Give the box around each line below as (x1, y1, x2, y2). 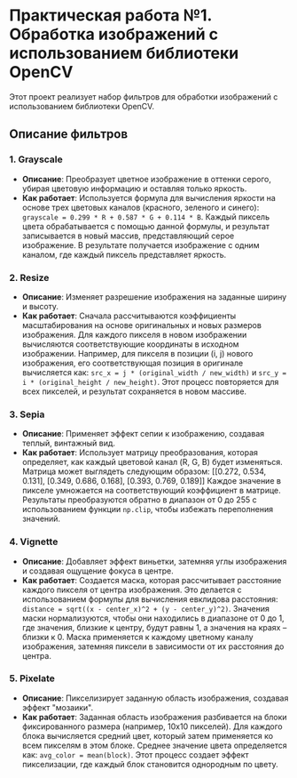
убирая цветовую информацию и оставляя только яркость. (21, 183, 247, 194)
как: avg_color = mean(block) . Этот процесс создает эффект (21, 749, 250, 760)
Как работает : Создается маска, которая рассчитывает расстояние (21, 574, 282, 585)
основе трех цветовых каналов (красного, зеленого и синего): (21, 202, 260, 213)
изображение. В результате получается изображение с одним (21, 239, 260, 250)
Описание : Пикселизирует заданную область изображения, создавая (21, 693, 289, 703)
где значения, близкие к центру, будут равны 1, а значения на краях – (21, 622, 287, 632)
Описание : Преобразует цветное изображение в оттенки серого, (21, 173, 272, 184)
